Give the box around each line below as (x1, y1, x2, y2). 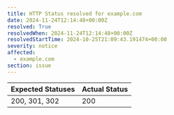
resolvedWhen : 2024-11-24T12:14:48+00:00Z (7, 29, 133, 37)
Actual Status (81, 84, 128, 94)
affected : (7, 49, 36, 56)
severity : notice (7, 43, 58, 49)
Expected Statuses (10, 84, 75, 94)
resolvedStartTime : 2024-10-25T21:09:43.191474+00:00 (7, 36, 168, 43)
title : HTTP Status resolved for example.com (7, 10, 142, 17)
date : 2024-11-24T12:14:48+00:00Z (7, 17, 108, 24)
